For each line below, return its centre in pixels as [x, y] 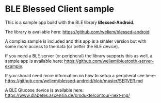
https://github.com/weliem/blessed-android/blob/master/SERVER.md [74, 81]
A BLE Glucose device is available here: [44, 90]
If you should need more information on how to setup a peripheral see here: [80, 75]
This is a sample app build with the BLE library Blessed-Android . [70, 22]
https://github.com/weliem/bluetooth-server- [109, 61]
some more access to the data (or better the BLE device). [62, 46]
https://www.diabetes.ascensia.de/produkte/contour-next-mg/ [67, 95]
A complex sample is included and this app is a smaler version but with [76, 41]
